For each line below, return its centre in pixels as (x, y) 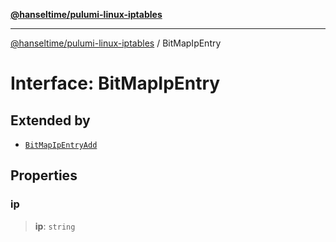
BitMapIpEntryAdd (61, 145)
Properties (44, 175)
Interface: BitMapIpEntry (115, 83)
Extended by (50, 120)
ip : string (55, 226)
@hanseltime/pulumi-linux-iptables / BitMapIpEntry (116, 43)
